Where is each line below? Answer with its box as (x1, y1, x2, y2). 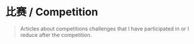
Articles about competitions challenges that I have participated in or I (20, 25, 189, 32)
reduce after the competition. (20, 31, 92, 38)
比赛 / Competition (5, 5, 99, 19)
